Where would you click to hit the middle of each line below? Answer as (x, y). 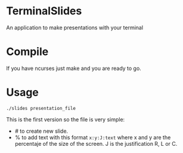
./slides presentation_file (41, 108)
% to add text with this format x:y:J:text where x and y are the (93, 137)
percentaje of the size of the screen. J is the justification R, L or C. (96, 143)
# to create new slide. (41, 131)
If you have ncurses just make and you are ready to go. (74, 68)
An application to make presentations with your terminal (75, 27)
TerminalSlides (44, 11)
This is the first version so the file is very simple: (66, 119)
